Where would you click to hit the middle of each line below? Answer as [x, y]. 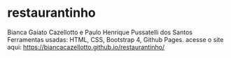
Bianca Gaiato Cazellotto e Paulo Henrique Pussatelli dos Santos [100, 32]
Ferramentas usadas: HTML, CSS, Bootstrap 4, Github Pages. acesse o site [115, 39]
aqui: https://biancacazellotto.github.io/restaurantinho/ [86, 47]
